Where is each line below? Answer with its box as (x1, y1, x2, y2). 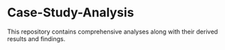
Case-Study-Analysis (7, 5, 134, 21)
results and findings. (7, 34, 66, 42)
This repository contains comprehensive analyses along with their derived (7, 27, 218, 36)
